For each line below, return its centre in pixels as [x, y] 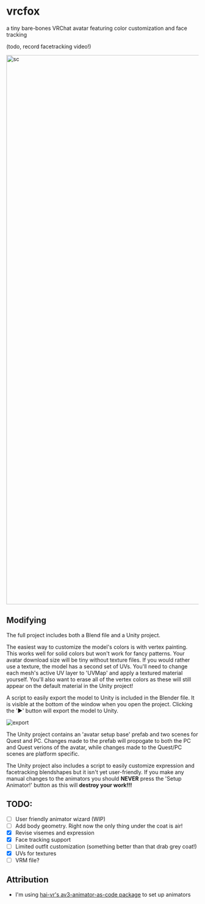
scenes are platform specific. [43, 754]
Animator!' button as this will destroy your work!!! [69, 785]
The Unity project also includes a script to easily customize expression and [101, 765]
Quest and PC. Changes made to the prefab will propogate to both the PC [99, 740]
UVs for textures [36, 853]
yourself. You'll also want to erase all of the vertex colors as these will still [99, 679]
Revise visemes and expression [55, 833]
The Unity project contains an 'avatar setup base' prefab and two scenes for [102, 734]
